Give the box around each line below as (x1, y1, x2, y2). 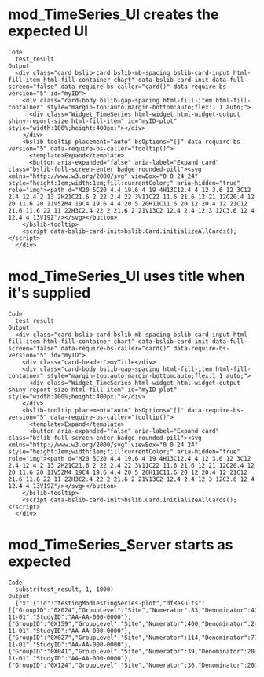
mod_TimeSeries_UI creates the (8, 6, 219, 24)
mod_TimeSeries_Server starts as (8, 536, 233, 554)
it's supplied (8, 284, 91, 302)
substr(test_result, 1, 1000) (15, 585, 114, 594)
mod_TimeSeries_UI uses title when (8, 268, 245, 285)
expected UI (8, 22, 89, 40)
